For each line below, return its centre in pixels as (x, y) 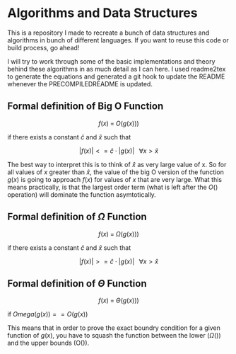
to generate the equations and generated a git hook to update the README (116, 76)
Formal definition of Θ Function (77, 284)
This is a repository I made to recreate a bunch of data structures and (108, 33)
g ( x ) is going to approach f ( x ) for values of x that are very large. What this (115, 179)
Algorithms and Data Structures (102, 13)
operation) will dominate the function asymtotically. (82, 194)
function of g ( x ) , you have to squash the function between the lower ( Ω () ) (114, 336)
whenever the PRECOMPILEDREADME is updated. (80, 84)
